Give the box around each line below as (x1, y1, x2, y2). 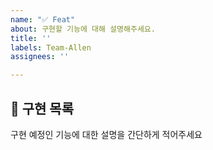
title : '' (10, 33, 52, 43)
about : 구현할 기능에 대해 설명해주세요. (10, 24, 156, 34)
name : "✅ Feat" (10, 14, 76, 25)
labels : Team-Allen (10, 42, 92, 53)
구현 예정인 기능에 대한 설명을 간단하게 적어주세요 (10, 128, 203, 140)
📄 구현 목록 (10, 100, 75, 117)
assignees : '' (10, 52, 70, 62)
